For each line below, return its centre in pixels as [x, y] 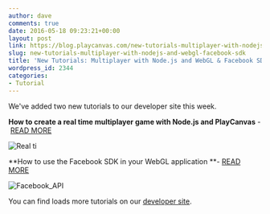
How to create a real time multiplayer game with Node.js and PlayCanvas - [135, 121]
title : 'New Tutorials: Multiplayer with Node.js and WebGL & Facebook [131, 61]
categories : [28, 76]
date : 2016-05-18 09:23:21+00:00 [64, 31]
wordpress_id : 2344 [41, 68]
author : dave [30, 16]
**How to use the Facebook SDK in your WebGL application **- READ [125, 161]
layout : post [30, 38]
